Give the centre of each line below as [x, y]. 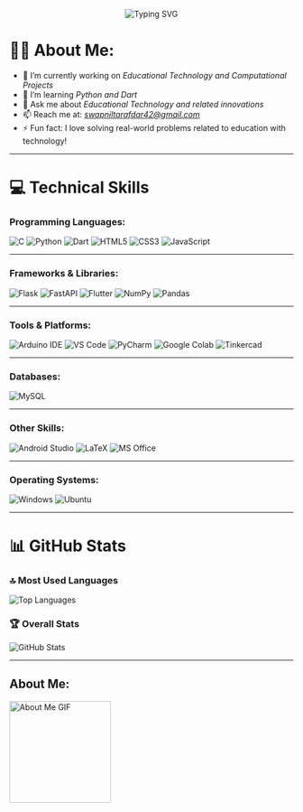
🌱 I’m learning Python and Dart [80, 94]
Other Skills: [37, 428]
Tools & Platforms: [50, 325]
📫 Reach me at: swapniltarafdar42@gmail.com [111, 114]
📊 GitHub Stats [68, 546]
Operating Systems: [54, 480]
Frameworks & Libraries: [64, 274]
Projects [38, 85]
